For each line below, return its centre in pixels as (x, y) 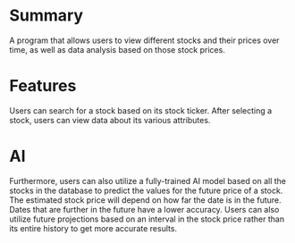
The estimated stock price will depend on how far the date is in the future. (145, 200)
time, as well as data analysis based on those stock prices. (117, 49)
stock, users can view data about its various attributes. (110, 120)
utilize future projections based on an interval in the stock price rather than (147, 219)
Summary (46, 16)
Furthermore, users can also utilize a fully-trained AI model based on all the (147, 180)
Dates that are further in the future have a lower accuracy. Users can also (144, 209)
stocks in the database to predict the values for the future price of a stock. (146, 190)
